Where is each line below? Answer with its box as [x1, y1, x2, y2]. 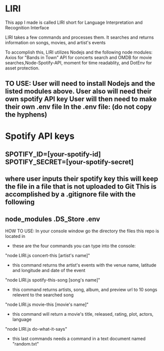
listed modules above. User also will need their [5, 87, 152, 96]
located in [5, 233, 26, 239]
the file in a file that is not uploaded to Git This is [5, 182, 157, 191]
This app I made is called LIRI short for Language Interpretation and [5, 19, 143, 25]
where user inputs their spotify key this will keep [5, 175, 159, 183]
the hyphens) [5, 110, 48, 119]
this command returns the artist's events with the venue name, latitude [12, 262, 157, 268]
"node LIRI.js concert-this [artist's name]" [5, 253, 90, 259]
